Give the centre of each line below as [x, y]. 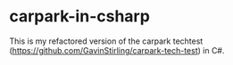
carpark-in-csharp [79, 16]
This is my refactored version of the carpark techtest [106, 41]
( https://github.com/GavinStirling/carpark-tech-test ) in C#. [117, 50]
